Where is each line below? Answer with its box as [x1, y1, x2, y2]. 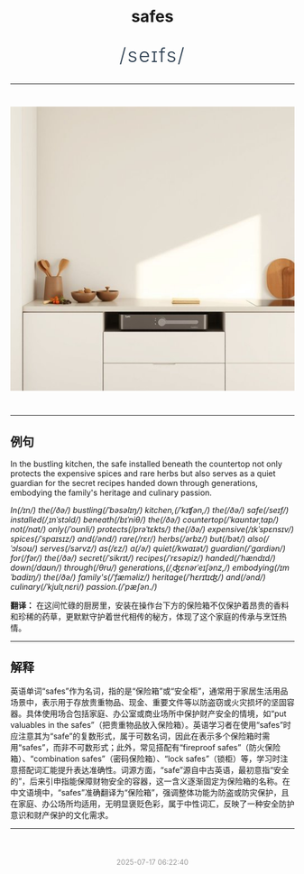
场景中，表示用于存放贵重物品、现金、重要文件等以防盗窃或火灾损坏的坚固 [10, 696, 287, 707]
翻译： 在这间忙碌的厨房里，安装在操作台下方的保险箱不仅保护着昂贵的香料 [10, 600, 290, 611]
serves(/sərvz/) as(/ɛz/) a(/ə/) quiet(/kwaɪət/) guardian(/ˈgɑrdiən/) [40, 543, 287, 554]
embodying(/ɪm [232, 562, 290, 573]
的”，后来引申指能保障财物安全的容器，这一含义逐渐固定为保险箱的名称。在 [10, 776, 291, 787]
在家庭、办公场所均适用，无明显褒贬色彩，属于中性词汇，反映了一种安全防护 [10, 798, 295, 809]
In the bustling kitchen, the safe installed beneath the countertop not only [10, 458, 283, 469]
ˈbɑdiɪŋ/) [10, 572, 41, 583]
